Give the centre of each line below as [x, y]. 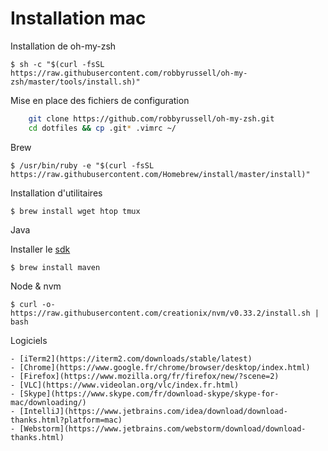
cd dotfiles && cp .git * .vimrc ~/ [102, 128]
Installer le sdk [40, 249]
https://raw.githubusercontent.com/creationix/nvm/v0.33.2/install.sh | [165, 313]
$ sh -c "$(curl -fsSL [57, 64]
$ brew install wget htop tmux [75, 211]
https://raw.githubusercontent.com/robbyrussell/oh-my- [129, 73]
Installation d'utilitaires [56, 193]
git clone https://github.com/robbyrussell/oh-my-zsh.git [151, 118]
